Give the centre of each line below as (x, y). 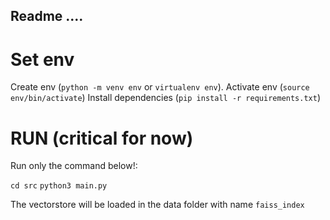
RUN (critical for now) (102, 138)
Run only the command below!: (74, 166)
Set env (42, 59)
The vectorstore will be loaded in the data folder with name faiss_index (157, 205)
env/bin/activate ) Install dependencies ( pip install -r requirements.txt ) (166, 98)
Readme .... (47, 16)
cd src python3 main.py (59, 186)
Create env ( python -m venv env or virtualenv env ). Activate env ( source (160, 87)
